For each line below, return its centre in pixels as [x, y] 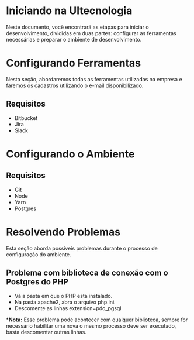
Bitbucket [26, 118]
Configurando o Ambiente [70, 154]
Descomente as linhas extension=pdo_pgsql [68, 308]
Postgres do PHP [37, 282]
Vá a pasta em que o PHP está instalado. [63, 296]
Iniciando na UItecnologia [69, 11]
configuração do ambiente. [39, 254]
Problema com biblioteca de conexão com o [87, 273]
